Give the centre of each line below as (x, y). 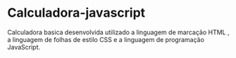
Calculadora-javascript (76, 13)
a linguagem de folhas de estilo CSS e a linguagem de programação (106, 39)
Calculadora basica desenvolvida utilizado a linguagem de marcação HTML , (118, 32)
